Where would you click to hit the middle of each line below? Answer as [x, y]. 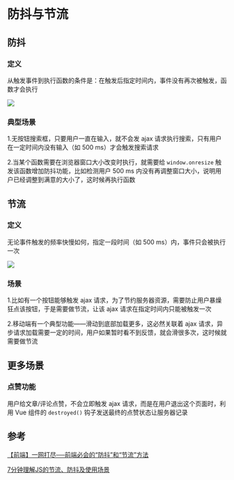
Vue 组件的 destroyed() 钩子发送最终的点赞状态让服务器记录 [101, 412]
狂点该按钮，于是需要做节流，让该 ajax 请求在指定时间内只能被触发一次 [109, 309]
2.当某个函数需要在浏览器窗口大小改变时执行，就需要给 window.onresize [110, 162]
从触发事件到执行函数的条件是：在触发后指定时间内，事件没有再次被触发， [114, 80]
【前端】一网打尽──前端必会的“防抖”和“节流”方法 [78, 454]
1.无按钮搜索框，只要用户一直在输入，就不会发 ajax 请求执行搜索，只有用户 [115, 139]
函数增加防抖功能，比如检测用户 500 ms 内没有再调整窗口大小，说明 [117, 171]
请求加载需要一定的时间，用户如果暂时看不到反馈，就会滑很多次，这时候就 [120, 333]
